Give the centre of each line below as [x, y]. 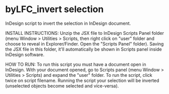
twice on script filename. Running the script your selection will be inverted [82, 80]
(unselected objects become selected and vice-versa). [62, 86]
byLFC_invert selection [54, 9]
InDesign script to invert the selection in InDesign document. [68, 23]
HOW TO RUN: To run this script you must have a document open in [76, 64]
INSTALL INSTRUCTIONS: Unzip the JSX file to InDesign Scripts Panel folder [84, 33]
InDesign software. [25, 55]
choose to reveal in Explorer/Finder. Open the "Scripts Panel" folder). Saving [84, 43]
